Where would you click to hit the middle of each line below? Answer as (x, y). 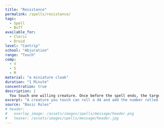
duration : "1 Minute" (27, 82)
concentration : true (26, 86)
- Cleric (18, 37)
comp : (10, 59)
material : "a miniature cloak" (37, 77)
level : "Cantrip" (23, 46)
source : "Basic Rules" (28, 105)
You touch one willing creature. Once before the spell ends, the (78, 95)
